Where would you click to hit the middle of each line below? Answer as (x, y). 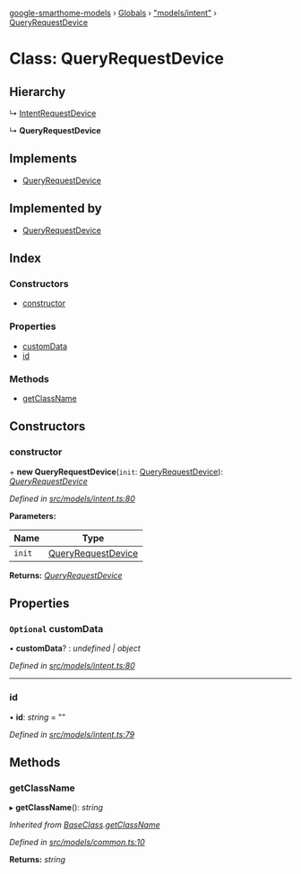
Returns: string (37, 860)
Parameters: (33, 515)
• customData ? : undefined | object (75, 648)
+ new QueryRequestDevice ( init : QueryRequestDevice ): (116, 472)
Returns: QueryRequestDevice (66, 575)
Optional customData (56, 628)
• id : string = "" (38, 717)
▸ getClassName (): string (56, 808)
